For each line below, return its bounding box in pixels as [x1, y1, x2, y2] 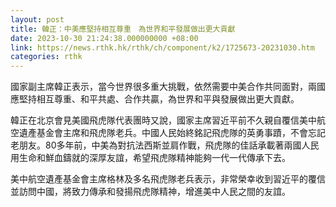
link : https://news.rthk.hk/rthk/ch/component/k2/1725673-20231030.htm [10, 42, 315, 53]
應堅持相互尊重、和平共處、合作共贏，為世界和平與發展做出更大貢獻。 [10, 93, 300, 105]
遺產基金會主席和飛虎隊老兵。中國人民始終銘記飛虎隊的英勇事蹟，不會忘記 [18, 127, 326, 139]
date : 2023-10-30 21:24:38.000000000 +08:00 [10, 33, 199, 43]
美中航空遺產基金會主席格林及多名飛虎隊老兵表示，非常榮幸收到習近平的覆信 [10, 173, 326, 185]
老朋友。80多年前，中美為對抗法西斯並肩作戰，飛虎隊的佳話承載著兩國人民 [10, 139, 320, 151]
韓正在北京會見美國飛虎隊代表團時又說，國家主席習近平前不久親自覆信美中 [10, 114, 317, 126]
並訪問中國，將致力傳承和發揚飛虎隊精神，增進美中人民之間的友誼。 [10, 186, 291, 198]
